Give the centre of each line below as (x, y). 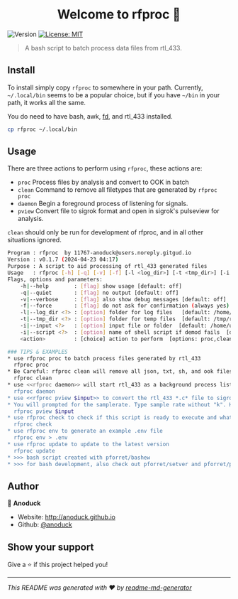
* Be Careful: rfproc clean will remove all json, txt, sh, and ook (110, 372)
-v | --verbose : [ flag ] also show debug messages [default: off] (123, 299)
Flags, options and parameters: (55, 279)
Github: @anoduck (45, 524)
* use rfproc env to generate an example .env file (85, 431)
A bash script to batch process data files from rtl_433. (103, 48)
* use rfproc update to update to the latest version (89, 444)
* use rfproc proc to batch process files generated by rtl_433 (104, 358)
